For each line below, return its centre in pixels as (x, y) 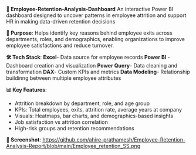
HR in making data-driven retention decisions (61, 21)
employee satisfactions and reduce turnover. (60, 45)
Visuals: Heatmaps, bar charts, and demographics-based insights (94, 116)
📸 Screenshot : (23, 140)
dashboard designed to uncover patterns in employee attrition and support (96, 15)
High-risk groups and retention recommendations (75, 128)
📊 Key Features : (26, 90)
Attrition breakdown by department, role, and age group (82, 103)
